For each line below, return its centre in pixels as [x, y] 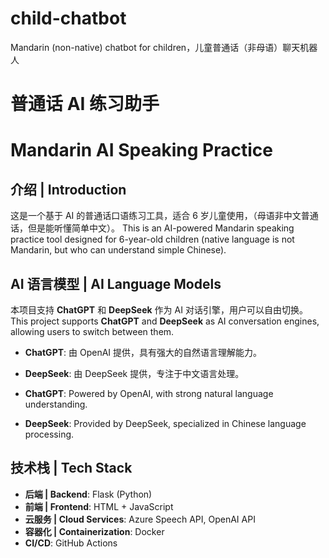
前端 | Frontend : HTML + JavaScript [99, 506]
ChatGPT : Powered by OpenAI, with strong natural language [149, 393]
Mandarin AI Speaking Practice [141, 150]
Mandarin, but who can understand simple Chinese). [118, 250]
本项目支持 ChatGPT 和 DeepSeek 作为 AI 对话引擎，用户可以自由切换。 [159, 309]
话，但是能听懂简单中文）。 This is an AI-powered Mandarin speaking [152, 228]
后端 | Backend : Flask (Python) [88, 494]
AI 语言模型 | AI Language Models [116, 283]
